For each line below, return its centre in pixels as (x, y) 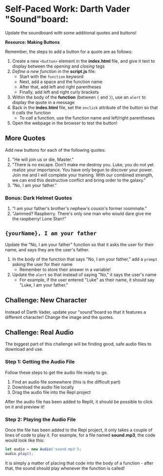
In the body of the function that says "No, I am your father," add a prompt (85, 259)
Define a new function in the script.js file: (54, 71)
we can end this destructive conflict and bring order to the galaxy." (79, 180)
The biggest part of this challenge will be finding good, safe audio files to (78, 344)
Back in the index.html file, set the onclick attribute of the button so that (85, 107)
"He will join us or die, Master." (43, 159)
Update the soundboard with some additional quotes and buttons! (71, 33)
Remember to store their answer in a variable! (65, 269)
